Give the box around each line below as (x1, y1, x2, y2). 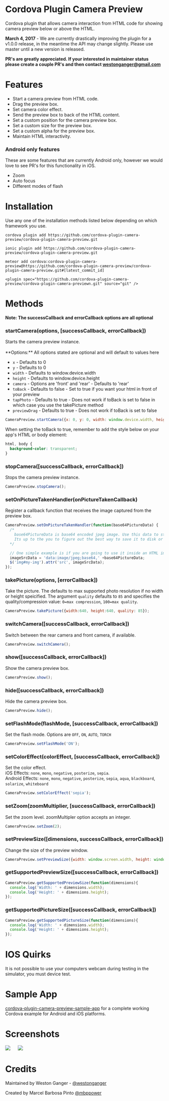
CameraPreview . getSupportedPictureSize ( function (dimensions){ (5, 918, 138, 923)
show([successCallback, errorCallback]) (5, 654, 107, 661)
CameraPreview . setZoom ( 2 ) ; (5, 824, 62, 829)
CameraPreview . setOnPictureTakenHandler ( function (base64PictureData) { (5, 522, 158, 528)
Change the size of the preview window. (5, 847, 89, 853)
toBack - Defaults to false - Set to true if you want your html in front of (12, 386, 157, 392)
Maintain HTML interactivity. (12, 133, 71, 139)
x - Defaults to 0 (12, 359, 46, 365)
